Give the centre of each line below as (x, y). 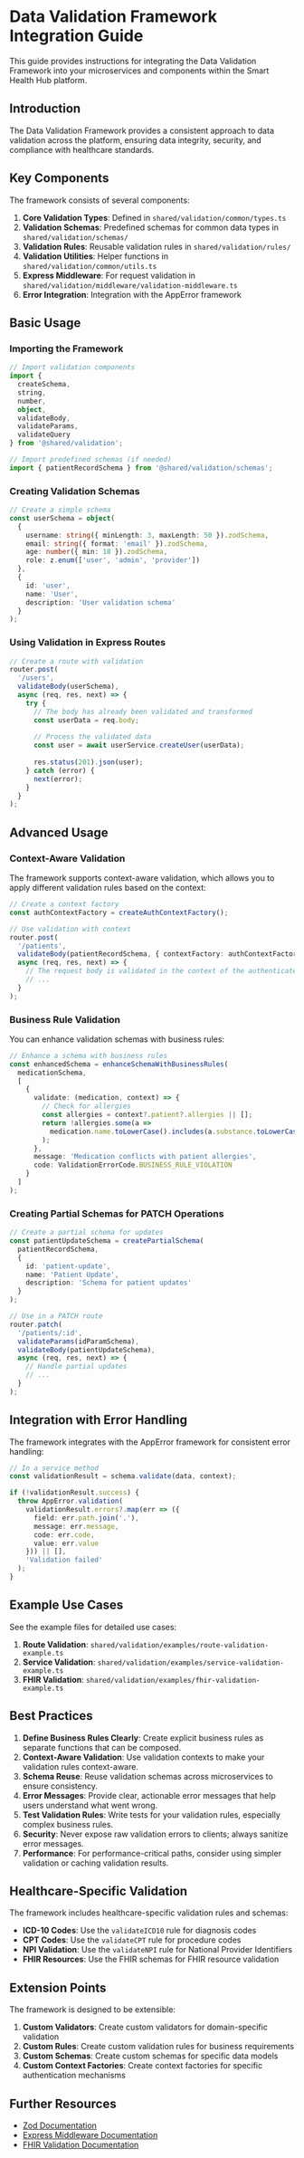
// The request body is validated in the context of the (135, 971)
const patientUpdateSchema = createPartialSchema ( (107, 1241)
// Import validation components (72, 368)
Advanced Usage (59, 832)
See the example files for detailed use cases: (93, 1627)
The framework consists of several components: (100, 200)
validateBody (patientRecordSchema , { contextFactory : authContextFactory (159, 954)
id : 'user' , (48, 586)
